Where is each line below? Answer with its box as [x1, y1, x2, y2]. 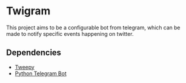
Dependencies [6, 48, 61, 58]
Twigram [6, 4, 51, 18]
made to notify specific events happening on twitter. [6, 30, 134, 37]
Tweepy [14, 63, 34, 70]
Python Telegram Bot [14, 70, 67, 77]
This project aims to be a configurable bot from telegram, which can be [6, 24, 181, 31]
